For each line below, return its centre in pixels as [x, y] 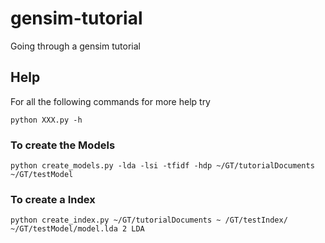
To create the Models [63, 145]
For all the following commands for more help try [110, 101]
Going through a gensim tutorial [75, 46]
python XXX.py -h [46, 120]
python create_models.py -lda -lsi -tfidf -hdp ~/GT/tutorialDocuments [162, 166]
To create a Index [53, 199]
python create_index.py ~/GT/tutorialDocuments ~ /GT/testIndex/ [149, 220]
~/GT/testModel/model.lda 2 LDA [77, 229]
